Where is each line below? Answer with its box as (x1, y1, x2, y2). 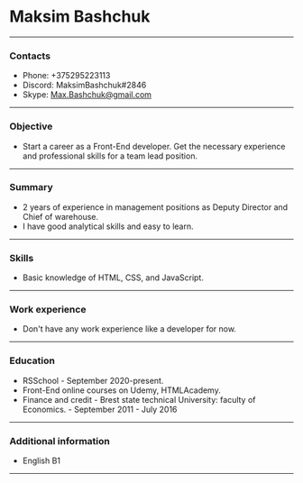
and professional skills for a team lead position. (22, 150, 198, 161)
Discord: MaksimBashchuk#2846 (22, 79, 147, 91)
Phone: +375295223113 (22, 70, 111, 81)
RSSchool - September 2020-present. (22, 375, 164, 386)
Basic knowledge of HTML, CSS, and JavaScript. (22, 272, 205, 283)
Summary (9, 181, 54, 194)
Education (9, 354, 56, 367)
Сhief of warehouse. (22, 211, 99, 222)
